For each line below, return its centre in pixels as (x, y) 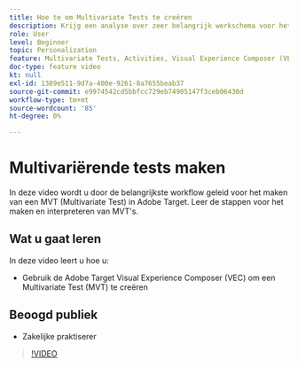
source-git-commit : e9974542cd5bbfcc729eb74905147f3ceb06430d (126, 91)
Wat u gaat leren (55, 239)
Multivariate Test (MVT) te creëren (85, 287)
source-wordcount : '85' (53, 108)
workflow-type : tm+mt (49, 100)
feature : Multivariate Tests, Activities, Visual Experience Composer (142, 59)
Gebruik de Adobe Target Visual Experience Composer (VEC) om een (149, 277)
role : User (29, 34)
